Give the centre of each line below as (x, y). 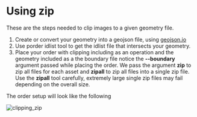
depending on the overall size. (52, 84)
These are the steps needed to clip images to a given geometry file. (90, 28)
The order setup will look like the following (59, 96)
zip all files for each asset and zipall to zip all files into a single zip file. (102, 71)
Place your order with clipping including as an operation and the (94, 52)
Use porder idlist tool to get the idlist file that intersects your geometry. (103, 46)
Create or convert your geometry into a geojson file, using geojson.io (101, 39)
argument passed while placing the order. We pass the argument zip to (103, 65)
